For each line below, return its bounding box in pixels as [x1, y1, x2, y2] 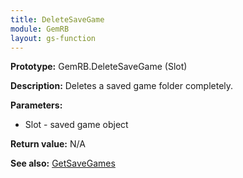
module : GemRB [10, 24, 70, 34]
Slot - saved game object [24, 119, 129, 131]
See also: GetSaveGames [10, 157, 116, 170]
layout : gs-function [10, 33, 97, 43]
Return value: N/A [10, 138, 86, 150]
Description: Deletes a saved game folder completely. [10, 80, 234, 92]
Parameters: [10, 99, 63, 111]
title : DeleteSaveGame [10, 14, 105, 25]
